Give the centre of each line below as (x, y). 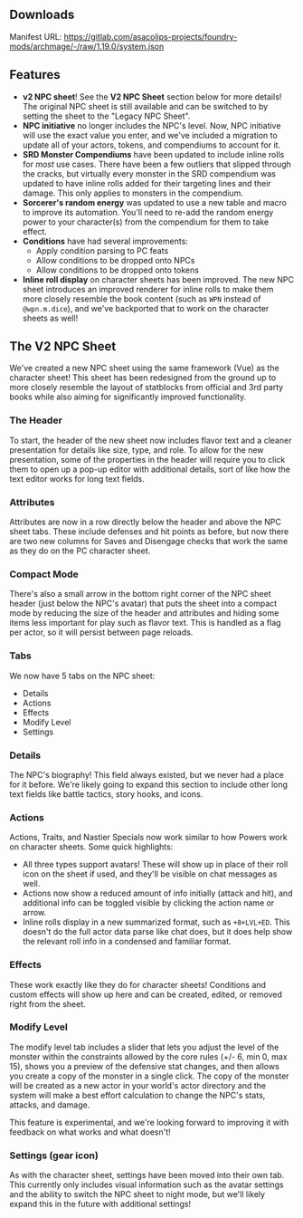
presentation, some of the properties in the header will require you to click (147, 459)
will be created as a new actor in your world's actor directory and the (138, 1085)
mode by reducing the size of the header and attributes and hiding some (144, 613)
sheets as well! (50, 318)
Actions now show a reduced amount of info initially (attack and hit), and (157, 893)
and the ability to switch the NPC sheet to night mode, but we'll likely (137, 1194)
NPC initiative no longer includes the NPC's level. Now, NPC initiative (151, 125)
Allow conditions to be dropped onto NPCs (115, 260)
